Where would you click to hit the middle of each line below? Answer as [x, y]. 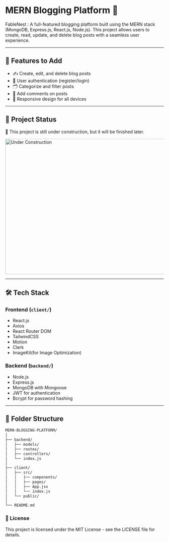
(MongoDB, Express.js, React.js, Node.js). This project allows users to [77, 29]
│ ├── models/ [22, 444]
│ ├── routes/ [22, 449]
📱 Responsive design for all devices [49, 99]
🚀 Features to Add [34, 61]
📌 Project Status [31, 120]
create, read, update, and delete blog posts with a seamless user [72, 35]
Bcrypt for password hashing [43, 398]
